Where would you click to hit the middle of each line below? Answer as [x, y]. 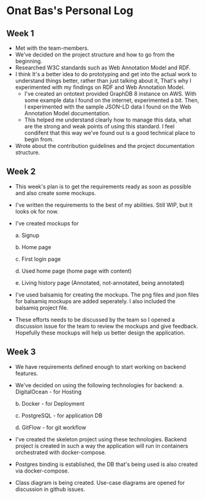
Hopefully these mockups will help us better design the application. [100, 333]
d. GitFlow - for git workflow [51, 427]
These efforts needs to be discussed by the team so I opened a [95, 319]
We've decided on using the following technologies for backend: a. [99, 385]
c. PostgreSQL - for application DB [59, 416]
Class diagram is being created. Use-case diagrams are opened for [100, 482]
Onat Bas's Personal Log [70, 11]
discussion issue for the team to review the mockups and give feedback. [106, 326]
